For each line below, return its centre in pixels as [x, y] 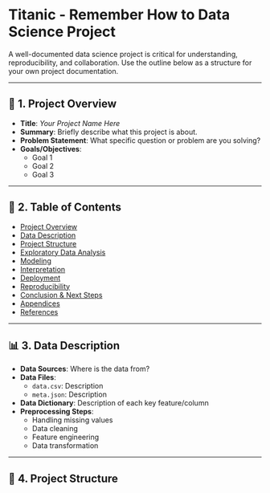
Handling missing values [72, 420]
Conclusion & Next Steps [61, 295]
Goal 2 [43, 165]
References [39, 312]
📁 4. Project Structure [63, 478]
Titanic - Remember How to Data [119, 15]
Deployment [40, 278]
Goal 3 [43, 174]
